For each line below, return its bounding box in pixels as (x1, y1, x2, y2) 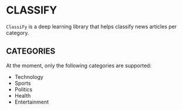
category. (6, 29, 29, 36)
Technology (14, 73, 44, 80)
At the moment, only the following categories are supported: (6, 62, 152, 69)
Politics (14, 86, 33, 93)
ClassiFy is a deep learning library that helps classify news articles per (6, 23, 177, 30)
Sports (14, 79, 31, 86)
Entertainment (14, 98, 49, 105)
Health (14, 92, 31, 99)
